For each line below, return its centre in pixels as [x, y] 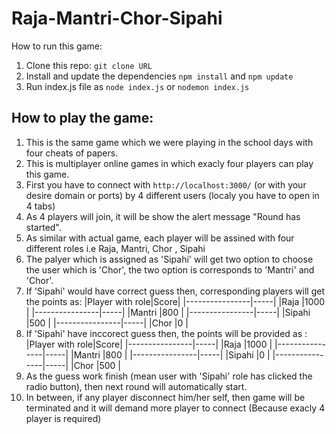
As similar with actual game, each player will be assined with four [160, 238]
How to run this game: [57, 46]
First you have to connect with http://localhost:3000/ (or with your [166, 184]
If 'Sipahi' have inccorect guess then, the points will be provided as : [166, 333]
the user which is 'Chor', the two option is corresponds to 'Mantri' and [170, 269]
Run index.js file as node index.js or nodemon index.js [137, 86]
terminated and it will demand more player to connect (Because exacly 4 [175, 408]
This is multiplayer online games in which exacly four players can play [169, 163]
